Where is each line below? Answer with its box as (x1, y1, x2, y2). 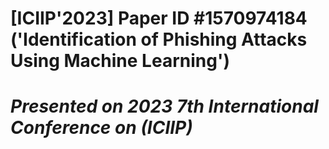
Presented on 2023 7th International (10, 95, 319, 118)
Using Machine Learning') (10, 50, 230, 72)
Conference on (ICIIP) (10, 117, 193, 139)
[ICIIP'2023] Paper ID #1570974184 (10, 7, 308, 30)
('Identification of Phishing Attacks (10, 28, 308, 51)
